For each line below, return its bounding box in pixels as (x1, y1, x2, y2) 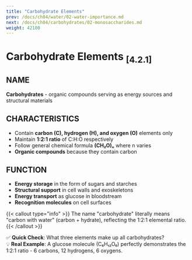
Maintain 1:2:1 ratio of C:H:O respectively (14, 136, 114, 143)
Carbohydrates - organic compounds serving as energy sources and (6, 91, 173, 98)
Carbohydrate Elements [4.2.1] (6, 50, 152, 65)
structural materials (6, 97, 53, 104)
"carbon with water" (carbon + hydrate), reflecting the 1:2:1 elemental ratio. (6, 217, 187, 224)
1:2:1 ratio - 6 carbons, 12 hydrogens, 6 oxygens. (6, 247, 123, 254)
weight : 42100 (6, 25, 41, 31)
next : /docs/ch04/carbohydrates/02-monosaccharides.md (6, 19, 142, 25)
